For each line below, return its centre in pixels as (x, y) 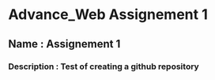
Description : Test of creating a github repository (104, 67)
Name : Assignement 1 (64, 44)
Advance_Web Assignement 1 (108, 15)
